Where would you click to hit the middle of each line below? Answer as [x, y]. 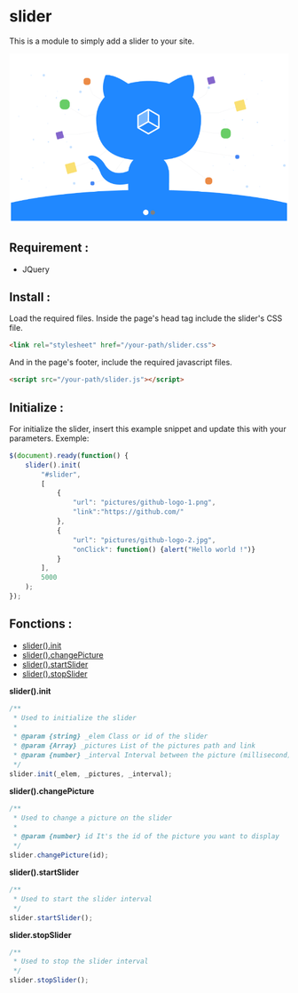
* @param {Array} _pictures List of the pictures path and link [134, 746]
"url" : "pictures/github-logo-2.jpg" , [144, 540]
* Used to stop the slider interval [81, 962]
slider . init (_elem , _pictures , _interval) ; [91, 774]
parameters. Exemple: [49, 438]
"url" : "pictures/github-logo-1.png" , [144, 503]
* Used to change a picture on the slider [93, 818]
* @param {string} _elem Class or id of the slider [110, 737]
